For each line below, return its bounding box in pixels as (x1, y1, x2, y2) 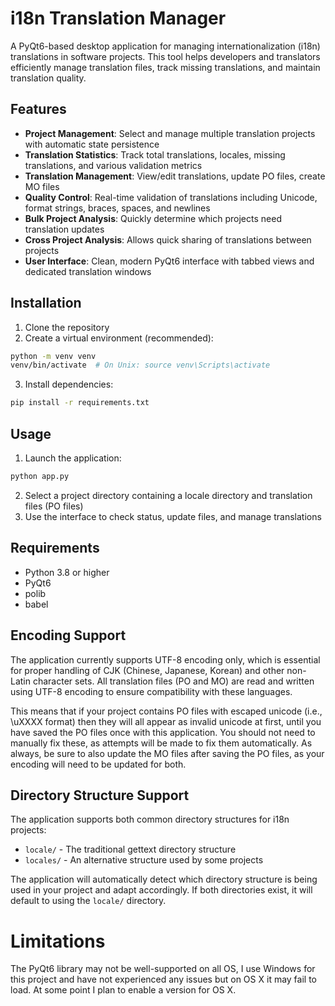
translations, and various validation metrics (24, 159, 203, 171)
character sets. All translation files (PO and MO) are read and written (32, 675, 315, 687)
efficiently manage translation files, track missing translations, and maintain (10, 61, 321, 73)
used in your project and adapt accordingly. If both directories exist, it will (10, 884, 313, 896)
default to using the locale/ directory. (10, 895, 167, 907)
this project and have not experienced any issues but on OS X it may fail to (10, 973, 317, 986)
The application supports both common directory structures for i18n (10, 813, 290, 826)
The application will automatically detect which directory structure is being (10, 873, 318, 886)
